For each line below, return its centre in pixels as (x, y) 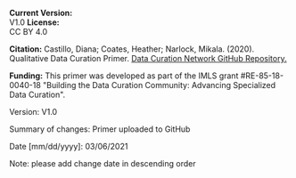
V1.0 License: (34, 22)
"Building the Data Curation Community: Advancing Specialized (160, 85)
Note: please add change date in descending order (103, 163)
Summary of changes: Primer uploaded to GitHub (100, 129)
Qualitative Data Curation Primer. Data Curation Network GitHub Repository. (148, 58)
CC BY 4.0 (29, 32)
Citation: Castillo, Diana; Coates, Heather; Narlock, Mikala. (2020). (132, 49)
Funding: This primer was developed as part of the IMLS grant (124, 76)
